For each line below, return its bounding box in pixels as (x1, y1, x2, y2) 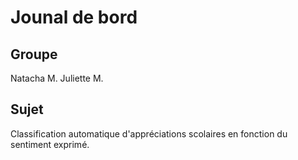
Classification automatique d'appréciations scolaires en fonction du (10, 127, 288, 140)
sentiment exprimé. (10, 138, 90, 150)
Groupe (10, 46, 58, 63)
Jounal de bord (10, 6, 138, 29)
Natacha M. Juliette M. (10, 72, 104, 84)
